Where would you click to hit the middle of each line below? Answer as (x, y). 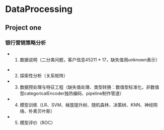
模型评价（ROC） (38, 123)
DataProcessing (39, 9)
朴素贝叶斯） (42, 111)
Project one (23, 28)
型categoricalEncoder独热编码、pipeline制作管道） (72, 93)
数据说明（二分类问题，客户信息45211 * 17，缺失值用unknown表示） (90, 60)
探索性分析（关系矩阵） (44, 75)
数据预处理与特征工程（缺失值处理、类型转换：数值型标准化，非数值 (89, 87)
